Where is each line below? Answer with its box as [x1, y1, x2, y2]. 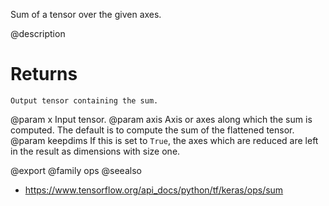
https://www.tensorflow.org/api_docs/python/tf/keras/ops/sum [24, 184, 284, 196]
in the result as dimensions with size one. [10, 145, 181, 157]
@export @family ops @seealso [10, 164, 142, 176]
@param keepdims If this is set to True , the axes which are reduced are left [10, 134, 319, 146]
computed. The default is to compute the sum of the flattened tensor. [10, 124, 295, 136]
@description [10, 28, 66, 39]
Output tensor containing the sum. [10, 95, 159, 106]
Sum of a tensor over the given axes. [10, 9, 162, 20]
